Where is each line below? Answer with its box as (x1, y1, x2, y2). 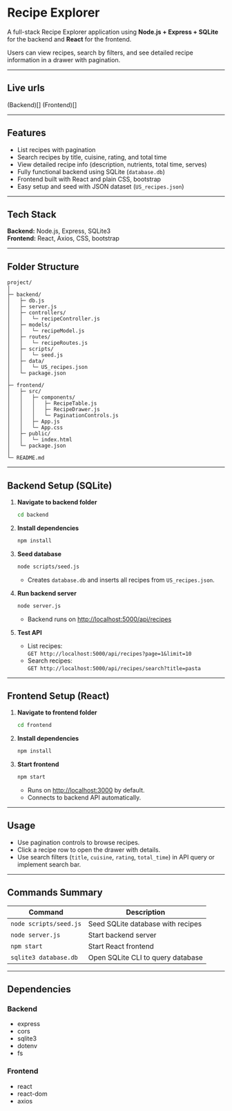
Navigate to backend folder (17, 498, 97, 506)
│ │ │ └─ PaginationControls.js (7, 412, 119, 419)
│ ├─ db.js (7, 297, 45, 305)
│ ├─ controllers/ (7, 310, 67, 316)
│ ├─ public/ (7, 430, 51, 437)
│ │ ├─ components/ (7, 394, 76, 401)
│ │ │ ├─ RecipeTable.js (7, 400, 97, 407)
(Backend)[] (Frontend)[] (7, 100, 77, 108)
